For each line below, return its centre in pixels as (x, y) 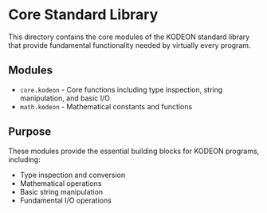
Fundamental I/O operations (65, 200)
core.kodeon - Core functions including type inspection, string (121, 89)
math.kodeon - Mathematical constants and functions (106, 106)
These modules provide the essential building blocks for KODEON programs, (134, 151)
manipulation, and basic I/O (65, 98)
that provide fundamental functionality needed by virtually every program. (130, 45)
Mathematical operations (61, 183)
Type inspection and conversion (73, 175)
